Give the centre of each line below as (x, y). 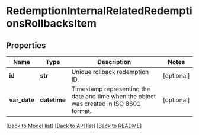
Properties (26, 45)
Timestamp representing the (111, 89)
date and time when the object (114, 96)
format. (81, 111)
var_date (22, 100)
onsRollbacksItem (51, 23)
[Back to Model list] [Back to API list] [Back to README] (74, 126)
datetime (53, 100)
